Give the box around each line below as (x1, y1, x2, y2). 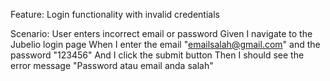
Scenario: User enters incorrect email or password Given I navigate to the (10, 28, 313, 39)
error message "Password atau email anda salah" (10, 60, 214, 71)
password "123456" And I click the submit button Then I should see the (10, 49, 305, 61)
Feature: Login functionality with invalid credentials (10, 9, 220, 20)
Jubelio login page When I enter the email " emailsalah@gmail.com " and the (10, 39, 321, 50)
